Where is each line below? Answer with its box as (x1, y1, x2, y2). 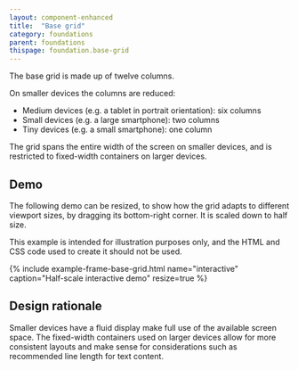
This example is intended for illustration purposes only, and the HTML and (9, 236, 280, 247)
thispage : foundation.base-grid (9, 46, 129, 55)
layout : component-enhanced (9, 12, 114, 22)
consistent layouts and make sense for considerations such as (9, 341, 238, 352)
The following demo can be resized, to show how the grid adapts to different (9, 200, 290, 210)
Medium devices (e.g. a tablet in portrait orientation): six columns (21, 105, 262, 116)
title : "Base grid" (9, 21, 86, 30)
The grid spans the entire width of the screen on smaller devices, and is (9, 142, 273, 152)
